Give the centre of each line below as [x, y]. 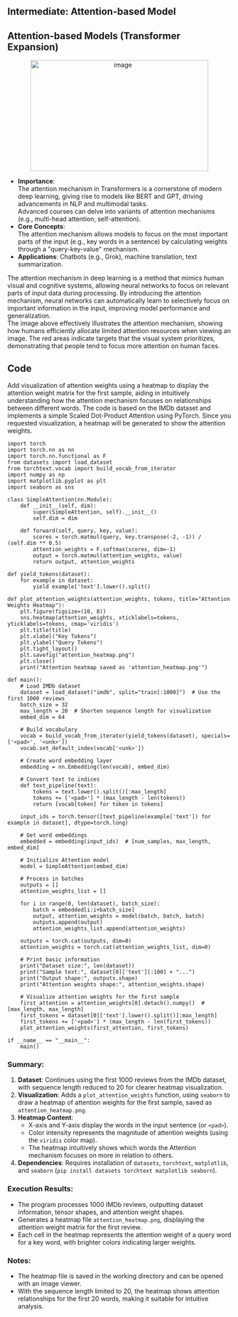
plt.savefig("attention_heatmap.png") [77, 655]
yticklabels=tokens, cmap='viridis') [63, 624]
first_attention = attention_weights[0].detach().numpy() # [112, 1003]
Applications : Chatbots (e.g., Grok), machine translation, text [107, 257]
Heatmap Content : [45, 1117]
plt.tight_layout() [49, 649]
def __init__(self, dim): [59, 506]
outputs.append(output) [68, 923]
